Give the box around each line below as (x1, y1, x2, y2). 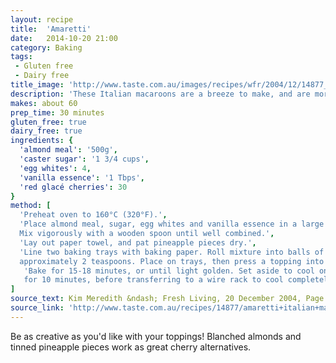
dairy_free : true (10, 126, 83, 136)
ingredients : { (10, 136, 74, 146)
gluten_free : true (10, 117, 87, 127)
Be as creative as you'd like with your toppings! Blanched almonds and (10, 330, 302, 342)
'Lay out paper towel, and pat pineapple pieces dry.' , (19, 237, 257, 248)
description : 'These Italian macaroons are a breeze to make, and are (10, 89, 311, 99)
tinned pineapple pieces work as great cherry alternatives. (10, 341, 252, 353)
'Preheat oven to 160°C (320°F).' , (19, 210, 168, 220)
